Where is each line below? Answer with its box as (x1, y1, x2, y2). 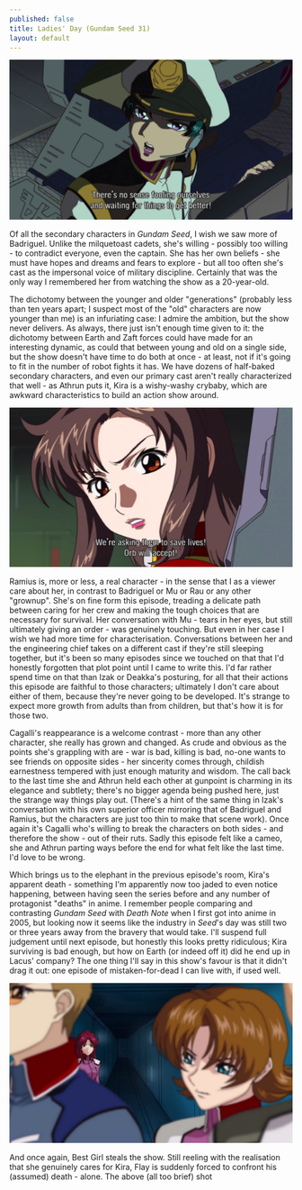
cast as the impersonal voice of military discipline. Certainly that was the (9, 267, 278, 277)
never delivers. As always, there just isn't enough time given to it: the (9, 322, 265, 333)
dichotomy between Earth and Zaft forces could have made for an (9, 332, 253, 342)
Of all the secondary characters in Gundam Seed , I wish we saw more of (9, 228, 278, 239)
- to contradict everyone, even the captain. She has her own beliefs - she (9, 248, 280, 259)
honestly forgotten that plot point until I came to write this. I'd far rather (9, 662, 272, 673)
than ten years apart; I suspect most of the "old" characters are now (9, 303, 262, 314)
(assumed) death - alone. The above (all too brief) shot (9, 1171, 213, 1182)
